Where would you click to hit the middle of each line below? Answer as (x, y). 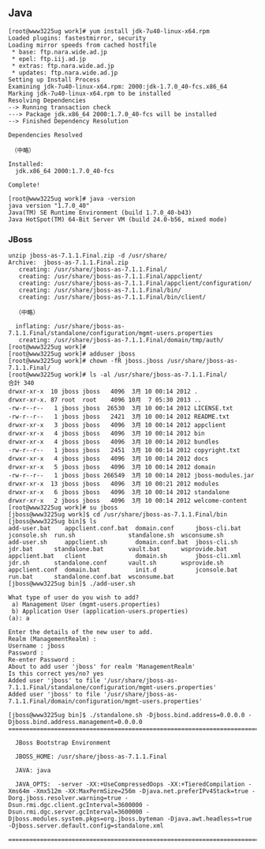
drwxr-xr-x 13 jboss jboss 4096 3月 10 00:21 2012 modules (114, 484)
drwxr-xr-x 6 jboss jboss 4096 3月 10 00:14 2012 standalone (119, 492)
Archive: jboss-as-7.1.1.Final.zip (68, 263)
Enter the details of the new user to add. (81, 632)
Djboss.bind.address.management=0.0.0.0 (76, 723)
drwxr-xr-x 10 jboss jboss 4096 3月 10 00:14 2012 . (103, 392)
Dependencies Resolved (45, 135)
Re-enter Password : (42, 660)
